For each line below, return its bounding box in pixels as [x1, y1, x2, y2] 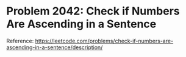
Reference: [6, 37, 34, 44]
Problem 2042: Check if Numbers [6, 4, 180, 18]
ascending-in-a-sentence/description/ [6, 44, 103, 51]
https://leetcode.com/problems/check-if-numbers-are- [35, 37, 174, 44]
